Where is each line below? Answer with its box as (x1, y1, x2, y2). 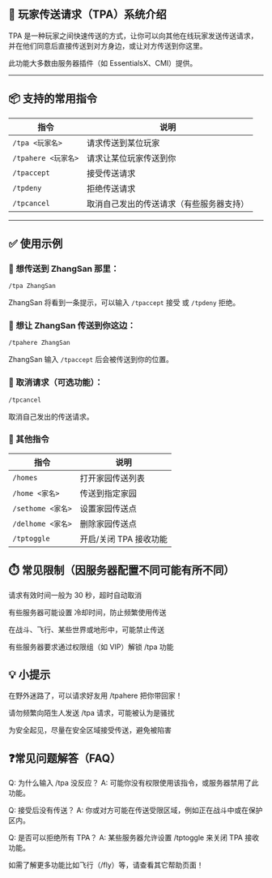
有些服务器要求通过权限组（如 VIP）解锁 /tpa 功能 (8, 642, 174, 652)
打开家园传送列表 (79, 472, 146, 484)
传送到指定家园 (79, 488, 138, 499)
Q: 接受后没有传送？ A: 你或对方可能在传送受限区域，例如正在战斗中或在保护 (8, 806, 263, 816)
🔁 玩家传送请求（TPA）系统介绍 (8, 7, 168, 22)
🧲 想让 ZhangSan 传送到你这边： (8, 320, 136, 331)
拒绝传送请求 (86, 183, 136, 194)
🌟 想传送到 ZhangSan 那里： (8, 263, 120, 274)
